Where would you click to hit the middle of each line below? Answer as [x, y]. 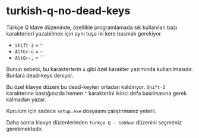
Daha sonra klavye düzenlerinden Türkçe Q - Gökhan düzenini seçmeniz [94, 122]
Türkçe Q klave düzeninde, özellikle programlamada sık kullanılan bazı [92, 27]
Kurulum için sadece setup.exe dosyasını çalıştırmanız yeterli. [81, 111]
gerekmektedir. [25, 129]
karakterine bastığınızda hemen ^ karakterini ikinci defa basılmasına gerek [97, 93]
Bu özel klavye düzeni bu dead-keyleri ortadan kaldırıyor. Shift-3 [86, 86]
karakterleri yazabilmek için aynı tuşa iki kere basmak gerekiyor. [84, 33]
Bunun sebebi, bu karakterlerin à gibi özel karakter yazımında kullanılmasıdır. [99, 69]
